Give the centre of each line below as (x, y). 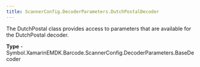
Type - (15, 46)
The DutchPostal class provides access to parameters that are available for (99, 28)
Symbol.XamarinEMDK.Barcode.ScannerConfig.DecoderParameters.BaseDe (100, 52)
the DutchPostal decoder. (37, 35)
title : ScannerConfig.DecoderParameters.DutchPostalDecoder (83, 12)
